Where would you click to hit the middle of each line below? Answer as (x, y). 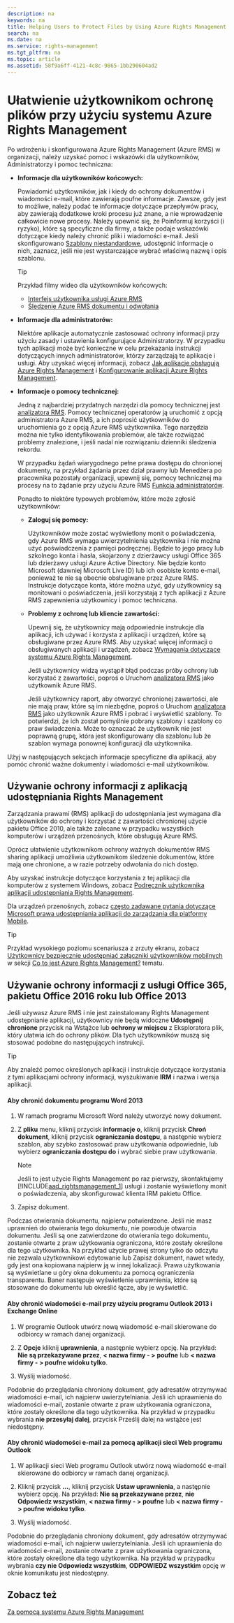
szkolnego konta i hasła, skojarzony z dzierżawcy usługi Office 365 (124, 555)
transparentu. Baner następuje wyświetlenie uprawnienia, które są (102, 1280)
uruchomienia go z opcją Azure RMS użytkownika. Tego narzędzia (113, 427)
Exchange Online (32, 1311)
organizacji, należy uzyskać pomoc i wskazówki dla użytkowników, (104, 157)
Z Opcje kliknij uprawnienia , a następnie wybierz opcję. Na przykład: (117, 1347)
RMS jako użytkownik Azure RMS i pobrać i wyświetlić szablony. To (125, 713)
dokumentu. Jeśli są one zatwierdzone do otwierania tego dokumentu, (109, 1236)
